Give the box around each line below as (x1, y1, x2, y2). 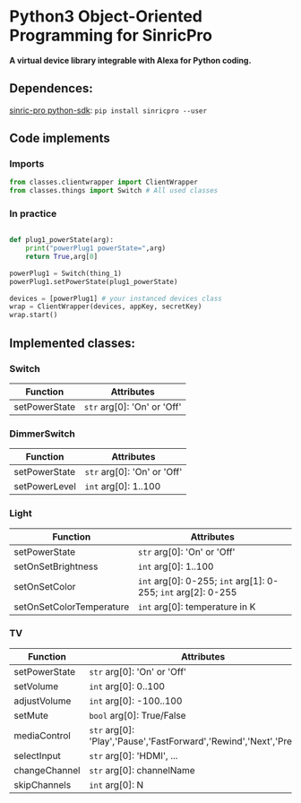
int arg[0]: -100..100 (89, 695, 183, 707)
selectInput (13, 749, 61, 762)
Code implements (9, 131, 110, 146)
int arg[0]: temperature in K (137, 600, 256, 613)
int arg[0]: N (89, 778, 144, 790)
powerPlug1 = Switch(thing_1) (9, 269, 123, 278)
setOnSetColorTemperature (13, 600, 130, 613)
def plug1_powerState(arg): (9, 236, 115, 245)
